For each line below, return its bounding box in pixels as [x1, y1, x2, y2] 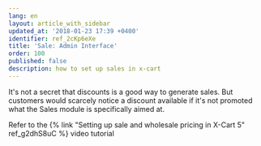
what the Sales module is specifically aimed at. [8, 104, 165, 114]
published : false [8, 58, 67, 66]
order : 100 [8, 49, 45, 58]
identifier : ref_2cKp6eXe [8, 34, 96, 43]
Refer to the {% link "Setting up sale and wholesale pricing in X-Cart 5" [8, 119, 246, 130]
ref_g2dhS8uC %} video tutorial [8, 128, 115, 138]
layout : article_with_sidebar [8, 19, 111, 28]
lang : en [8, 11, 38, 20]
